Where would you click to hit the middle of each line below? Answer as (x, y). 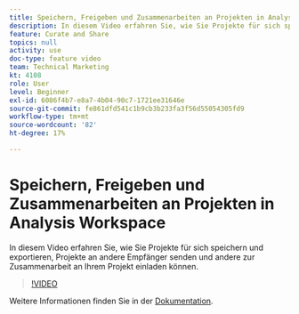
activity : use (36, 51)
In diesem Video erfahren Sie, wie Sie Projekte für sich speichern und (137, 247)
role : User (29, 84)
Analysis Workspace (88, 223)
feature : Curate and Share (59, 34)
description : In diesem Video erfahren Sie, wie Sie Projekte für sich (145, 26)
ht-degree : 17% (37, 133)
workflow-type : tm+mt (49, 117)
